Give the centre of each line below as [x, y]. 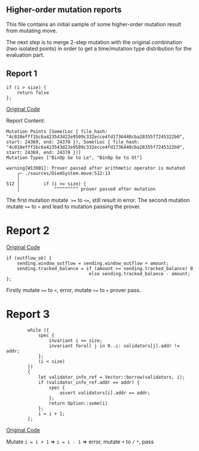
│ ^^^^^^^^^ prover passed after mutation [86, 189]
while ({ [38, 330]
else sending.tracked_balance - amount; [139, 274]
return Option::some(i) [78, 403]
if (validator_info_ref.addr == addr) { [89, 382]
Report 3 [28, 314]
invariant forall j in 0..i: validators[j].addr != [114, 346]
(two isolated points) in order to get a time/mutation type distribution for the [99, 48]
